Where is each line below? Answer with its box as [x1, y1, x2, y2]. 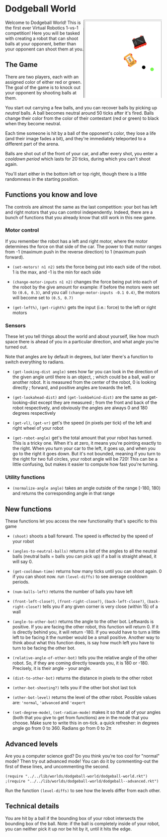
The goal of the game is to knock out [5, 84, 81, 90]
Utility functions [5, 474, 45, 481]
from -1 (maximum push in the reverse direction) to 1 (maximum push [5, 249, 147, 255]
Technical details [5, 802, 60, 811]
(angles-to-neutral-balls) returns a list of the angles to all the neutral [12, 548, 158, 554]
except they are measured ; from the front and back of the [38, 400, 158, 406]
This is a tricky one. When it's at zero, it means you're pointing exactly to [12, 440, 162, 446]
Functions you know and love [5, 191, 98, 199]
